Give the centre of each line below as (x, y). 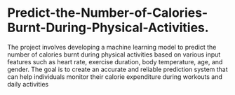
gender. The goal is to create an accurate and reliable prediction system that (117, 69)
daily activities (28, 84)
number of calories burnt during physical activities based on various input (114, 54)
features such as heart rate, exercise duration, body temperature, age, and (115, 61)
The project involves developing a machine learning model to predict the (112, 47)
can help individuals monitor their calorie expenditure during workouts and (115, 76)
